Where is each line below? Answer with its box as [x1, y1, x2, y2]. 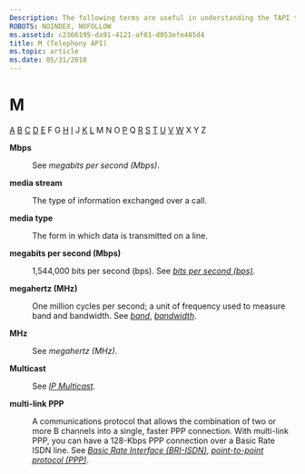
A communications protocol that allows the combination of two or [32, 415, 277, 427]
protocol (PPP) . [32, 454, 89, 465]
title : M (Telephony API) [9, 38, 107, 48]
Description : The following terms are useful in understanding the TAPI [9, 13, 290, 23]
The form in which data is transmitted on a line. [32, 230, 209, 241]
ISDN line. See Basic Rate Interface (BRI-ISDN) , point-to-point [32, 444, 264, 455]
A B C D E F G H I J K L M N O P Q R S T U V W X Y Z [9, 124, 207, 135]
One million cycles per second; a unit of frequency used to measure [32, 301, 286, 311]
